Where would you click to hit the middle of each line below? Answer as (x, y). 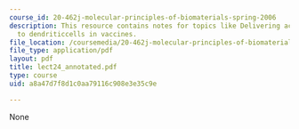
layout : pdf (31, 59)
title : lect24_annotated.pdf (63, 68)
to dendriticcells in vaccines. (77, 34)
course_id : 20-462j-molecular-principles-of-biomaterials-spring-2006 (143, 17)
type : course (33, 76)
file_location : (37, 42)
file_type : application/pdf (61, 51)
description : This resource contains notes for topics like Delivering (145, 26)
